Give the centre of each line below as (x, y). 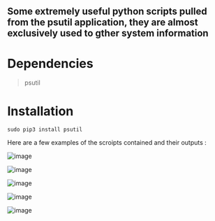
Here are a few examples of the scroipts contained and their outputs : (107, 143)
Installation (40, 111)
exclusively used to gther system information (108, 33)
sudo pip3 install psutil (45, 130)
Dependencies (50, 63)
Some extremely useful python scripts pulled (107, 12)
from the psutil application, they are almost (103, 23)
